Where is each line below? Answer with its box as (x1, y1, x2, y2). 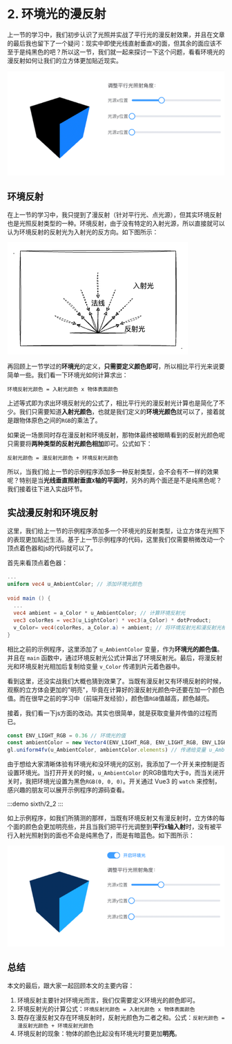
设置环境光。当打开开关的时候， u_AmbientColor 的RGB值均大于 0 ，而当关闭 (7, 768, 219, 777)
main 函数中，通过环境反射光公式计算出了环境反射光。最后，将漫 (26, 654, 211, 662)
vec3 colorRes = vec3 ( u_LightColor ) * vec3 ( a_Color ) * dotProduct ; (13, 616, 212, 624)
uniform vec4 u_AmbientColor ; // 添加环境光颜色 (7, 580, 143, 587)
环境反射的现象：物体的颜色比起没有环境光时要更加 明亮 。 (17, 1029, 181, 1037)
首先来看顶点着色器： (7, 558, 68, 567)
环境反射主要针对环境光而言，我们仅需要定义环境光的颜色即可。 (17, 996, 199, 1004)
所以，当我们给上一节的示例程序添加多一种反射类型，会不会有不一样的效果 (7, 467, 219, 475)
